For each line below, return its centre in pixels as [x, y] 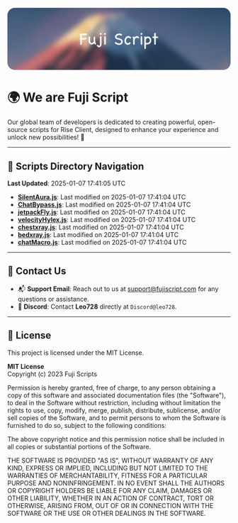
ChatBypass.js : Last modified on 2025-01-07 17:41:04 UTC [104, 205]
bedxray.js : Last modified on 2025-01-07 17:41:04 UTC [98, 235]
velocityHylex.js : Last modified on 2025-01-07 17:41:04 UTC [107, 220]
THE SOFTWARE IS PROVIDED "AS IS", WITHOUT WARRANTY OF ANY [110, 460]
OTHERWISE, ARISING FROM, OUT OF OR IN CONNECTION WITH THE [110, 505]
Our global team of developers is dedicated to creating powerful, [102, 122]
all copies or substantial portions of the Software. [79, 446]
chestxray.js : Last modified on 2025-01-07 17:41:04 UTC [101, 227]
